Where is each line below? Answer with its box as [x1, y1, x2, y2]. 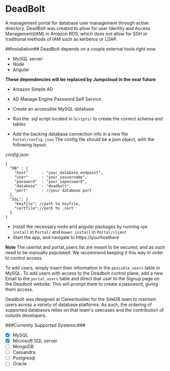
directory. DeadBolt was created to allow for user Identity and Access [5, 25, 151, 31]
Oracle [12, 361, 27, 367]
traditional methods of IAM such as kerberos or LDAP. [5, 36, 118, 42]
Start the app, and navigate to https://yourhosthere [12, 234, 119, 240]
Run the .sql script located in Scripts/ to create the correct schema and [12, 115, 163, 122]
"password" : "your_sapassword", [14, 179, 87, 184]
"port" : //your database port [14, 188, 92, 193]
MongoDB [12, 344, 34, 350]
